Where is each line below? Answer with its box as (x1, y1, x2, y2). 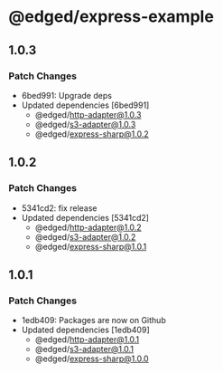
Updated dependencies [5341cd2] (21, 212, 150, 223)
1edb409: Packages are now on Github (21, 315, 166, 326)
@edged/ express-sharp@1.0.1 (34, 241, 147, 252)
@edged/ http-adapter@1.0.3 (34, 109, 142, 120)
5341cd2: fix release (21, 202, 98, 214)
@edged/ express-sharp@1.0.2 (34, 129, 150, 139)
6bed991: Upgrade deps (21, 90, 112, 100)
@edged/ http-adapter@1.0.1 (34, 334, 140, 345)
